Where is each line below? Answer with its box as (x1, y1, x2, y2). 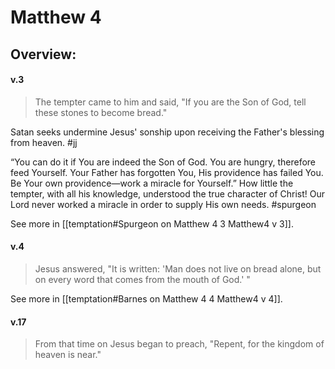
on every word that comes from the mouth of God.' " (34, 273, 251, 285)
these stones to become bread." (34, 106, 168, 118)
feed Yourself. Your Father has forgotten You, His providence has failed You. (10, 166, 324, 178)
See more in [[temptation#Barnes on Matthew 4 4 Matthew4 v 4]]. (10, 292, 283, 305)
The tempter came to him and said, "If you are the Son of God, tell (34, 96, 307, 108)
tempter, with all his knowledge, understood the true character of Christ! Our (10, 187, 325, 200)
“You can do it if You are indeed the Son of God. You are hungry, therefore (10, 156, 317, 168)
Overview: (10, 46, 77, 63)
